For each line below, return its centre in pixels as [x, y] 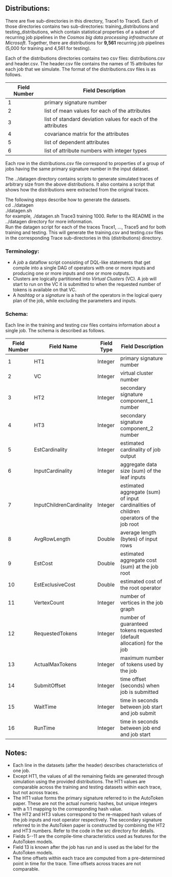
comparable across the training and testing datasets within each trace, [87, 787]
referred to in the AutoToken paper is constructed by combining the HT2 [89, 826]
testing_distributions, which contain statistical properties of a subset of [80, 32]
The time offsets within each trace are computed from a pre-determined [89, 858]
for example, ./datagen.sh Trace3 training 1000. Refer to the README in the [85, 216]
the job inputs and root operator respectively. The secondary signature [87, 820]
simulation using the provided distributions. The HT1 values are [79, 782]
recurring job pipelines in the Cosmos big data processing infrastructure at [84, 37]
